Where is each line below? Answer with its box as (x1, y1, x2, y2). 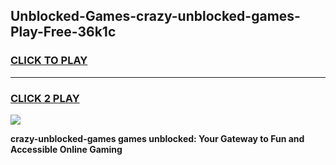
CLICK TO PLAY (10, 54, 88, 68)
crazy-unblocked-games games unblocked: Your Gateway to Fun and (10, 132, 305, 144)
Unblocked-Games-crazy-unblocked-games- (10, 8, 301, 25)
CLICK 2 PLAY (10, 91, 80, 105)
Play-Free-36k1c (10, 24, 117, 41)
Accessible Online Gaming (10, 143, 123, 155)
